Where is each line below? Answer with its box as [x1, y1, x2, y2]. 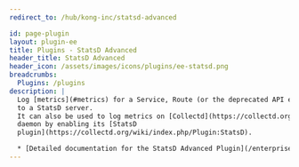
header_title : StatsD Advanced [9, 54, 125, 63]
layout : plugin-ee [9, 37, 77, 46]
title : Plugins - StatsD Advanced [9, 45, 138, 54]
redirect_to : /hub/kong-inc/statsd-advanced [9, 12, 177, 22]
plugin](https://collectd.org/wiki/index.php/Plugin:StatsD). [17, 128, 253, 138]
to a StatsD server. [17, 103, 93, 112]
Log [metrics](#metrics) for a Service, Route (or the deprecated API [17, 95, 285, 104]
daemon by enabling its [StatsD [17, 120, 138, 129]
